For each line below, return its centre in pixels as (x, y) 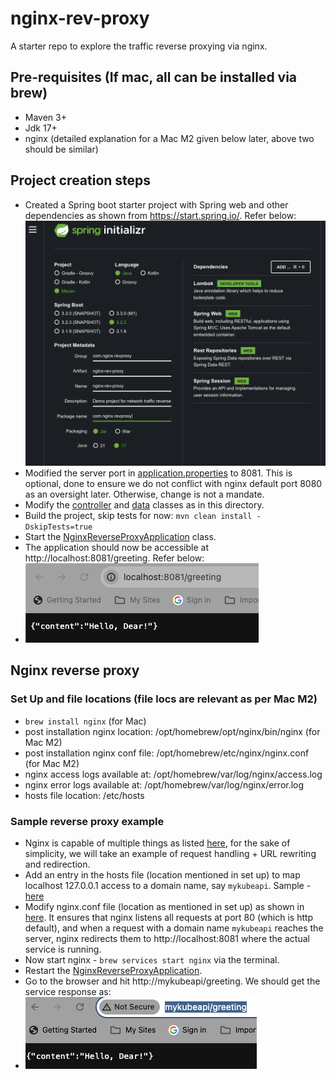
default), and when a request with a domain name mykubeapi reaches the (174, 928)
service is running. (63, 949)
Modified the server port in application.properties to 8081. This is (158, 473)
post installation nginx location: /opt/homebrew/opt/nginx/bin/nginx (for (172, 731)
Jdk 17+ (41, 128)
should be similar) (61, 149)
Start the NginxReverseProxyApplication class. (120, 536)
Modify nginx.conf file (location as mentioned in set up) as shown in (164, 906)
